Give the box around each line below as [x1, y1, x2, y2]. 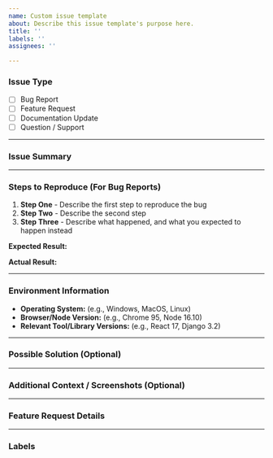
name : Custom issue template [8, 11, 107, 20]
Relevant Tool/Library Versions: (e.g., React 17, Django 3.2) [19, 321, 221, 330]
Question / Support [19, 122, 84, 132]
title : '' [8, 27, 42, 35]
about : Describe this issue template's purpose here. [8, 20, 195, 28]
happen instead [19, 225, 73, 236]
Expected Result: [8, 242, 67, 251]
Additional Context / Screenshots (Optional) [8, 379, 185, 390]
